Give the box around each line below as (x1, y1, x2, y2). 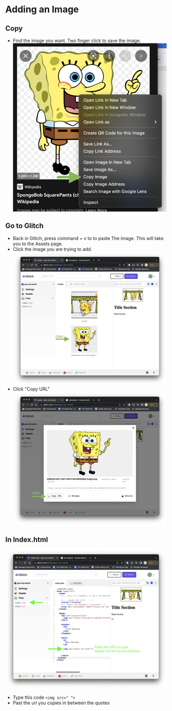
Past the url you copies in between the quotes (12, 700, 110, 706)
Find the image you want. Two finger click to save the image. (12, 37, 141, 44)
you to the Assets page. (12, 241, 63, 247)
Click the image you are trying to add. (12, 246, 92, 252)
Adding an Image (5, 4, 79, 15)
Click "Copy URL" (12, 386, 50, 392)
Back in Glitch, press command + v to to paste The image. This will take (12, 235, 164, 241)
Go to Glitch (5, 222, 44, 230)
